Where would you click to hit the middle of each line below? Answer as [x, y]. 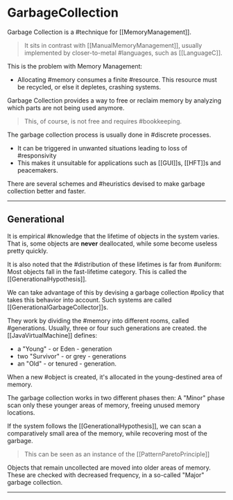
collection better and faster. [46, 191]
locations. [21, 412]
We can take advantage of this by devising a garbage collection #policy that [115, 292]
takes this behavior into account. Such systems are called [89, 300]
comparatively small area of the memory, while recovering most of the [107, 433]
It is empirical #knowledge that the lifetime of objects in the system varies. [113, 236]
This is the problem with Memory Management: [75, 66]
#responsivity [37, 155]
